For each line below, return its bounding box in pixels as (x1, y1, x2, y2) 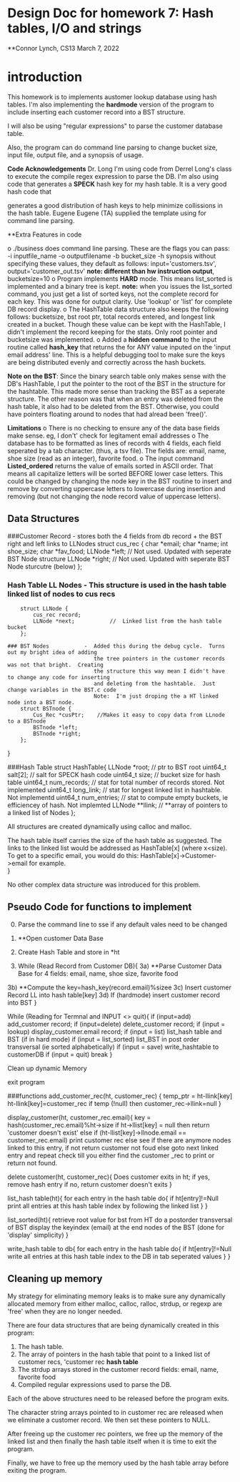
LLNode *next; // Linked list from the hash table (33, 617, 222, 625)
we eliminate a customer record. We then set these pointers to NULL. (7, 1416, 211, 1424)
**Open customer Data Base (17, 934, 104, 942)
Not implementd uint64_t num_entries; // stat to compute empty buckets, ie (7, 793, 229, 801)
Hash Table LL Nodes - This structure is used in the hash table (7, 580, 227, 590)
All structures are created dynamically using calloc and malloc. (7, 822, 192, 831)
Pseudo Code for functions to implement (7, 901, 192, 913)
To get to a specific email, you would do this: (7, 851, 139, 859)
